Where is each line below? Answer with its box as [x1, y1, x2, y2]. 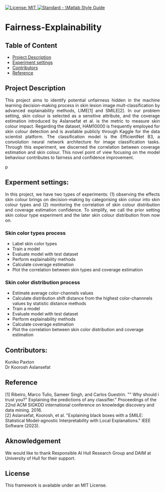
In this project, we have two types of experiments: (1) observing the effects [5, 191, 160, 197]
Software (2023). [5, 422, 40, 429]
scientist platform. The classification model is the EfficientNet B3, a [5, 133, 160, 139]
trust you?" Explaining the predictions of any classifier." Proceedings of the [5, 396, 157, 402]
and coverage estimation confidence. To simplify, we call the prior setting [5, 207, 160, 213]
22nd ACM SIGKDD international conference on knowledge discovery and [5, 402, 155, 408]
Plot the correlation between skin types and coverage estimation [12, 266, 143, 272]
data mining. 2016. [5, 407, 43, 413]
